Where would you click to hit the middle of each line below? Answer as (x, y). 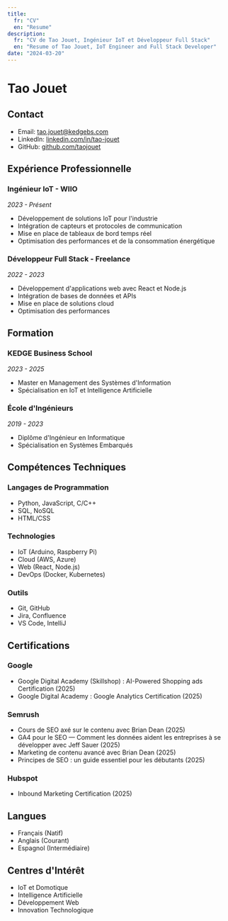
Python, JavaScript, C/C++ (57, 503)
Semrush (23, 714)
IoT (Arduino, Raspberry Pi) (57, 552)
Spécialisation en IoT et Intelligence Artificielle (85, 390)
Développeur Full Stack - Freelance (69, 259)
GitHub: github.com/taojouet (59, 147)
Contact (25, 114)
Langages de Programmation (58, 487)
